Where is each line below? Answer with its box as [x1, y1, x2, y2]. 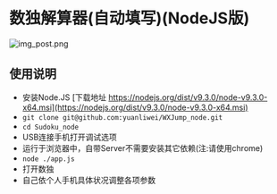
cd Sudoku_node [21, 122, 80, 131]
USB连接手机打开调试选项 [21, 131, 118, 142]
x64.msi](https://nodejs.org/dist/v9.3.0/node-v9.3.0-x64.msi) [21, 102, 248, 113]
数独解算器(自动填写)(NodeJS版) [9, 8, 250, 29]
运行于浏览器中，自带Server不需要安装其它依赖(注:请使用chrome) [21, 142, 264, 153]
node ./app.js [21, 154, 75, 164]
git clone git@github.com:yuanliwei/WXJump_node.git [21, 113, 223, 122]
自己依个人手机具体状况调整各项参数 [21, 174, 156, 185]
